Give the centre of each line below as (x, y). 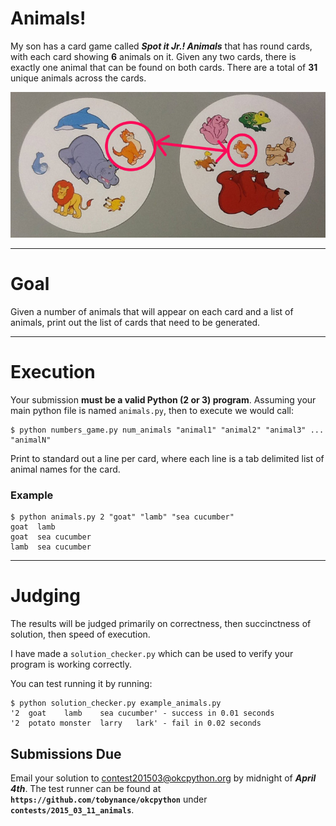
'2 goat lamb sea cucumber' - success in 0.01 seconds (142, 713)
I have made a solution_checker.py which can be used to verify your (152, 654)
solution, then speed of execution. (80, 634)
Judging (45, 596)
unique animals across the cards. (78, 78)
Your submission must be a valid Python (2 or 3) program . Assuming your (163, 399)
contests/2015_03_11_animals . (72, 810)
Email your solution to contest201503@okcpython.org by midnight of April (163, 778)
